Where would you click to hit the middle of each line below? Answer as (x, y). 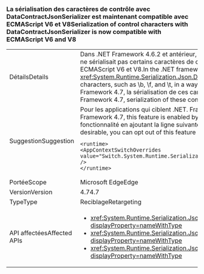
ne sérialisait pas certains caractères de (137, 62)
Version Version (31, 192)
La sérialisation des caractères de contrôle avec (78, 9)
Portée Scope (28, 182)
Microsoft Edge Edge (109, 182)
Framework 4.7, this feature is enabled (135, 117)
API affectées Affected (41, 233)
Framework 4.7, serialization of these (133, 100)
